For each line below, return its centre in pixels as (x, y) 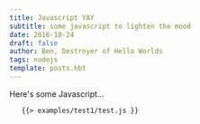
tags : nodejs (34, 60)
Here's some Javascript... (57, 94)
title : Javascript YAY (52, 18)
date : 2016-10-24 (42, 34)
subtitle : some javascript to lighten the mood (100, 26)
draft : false (34, 43)
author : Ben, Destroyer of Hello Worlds (86, 52)
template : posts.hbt (48, 69)
